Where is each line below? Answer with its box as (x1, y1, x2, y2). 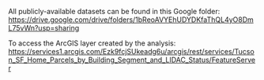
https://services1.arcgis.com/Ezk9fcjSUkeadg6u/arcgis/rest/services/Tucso (8, 47, 255, 56)
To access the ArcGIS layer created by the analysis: (8, 38, 176, 48)
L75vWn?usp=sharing (8, 24, 80, 32)
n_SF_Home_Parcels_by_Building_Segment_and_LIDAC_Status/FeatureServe (8, 55, 255, 64)
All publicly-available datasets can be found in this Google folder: (8, 7, 221, 16)
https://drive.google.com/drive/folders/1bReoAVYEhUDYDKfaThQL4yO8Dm (8, 15, 255, 24)
